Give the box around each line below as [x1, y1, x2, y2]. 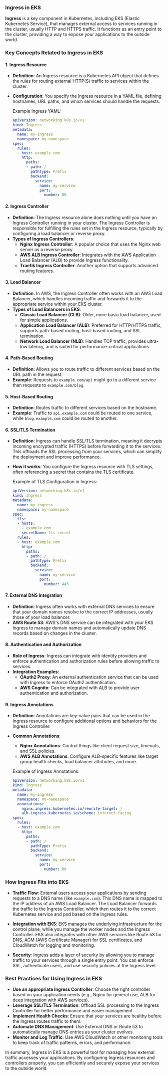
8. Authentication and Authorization [5, 641, 81, 648]
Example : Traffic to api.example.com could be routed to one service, [12, 410, 152, 416]
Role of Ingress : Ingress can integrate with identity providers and [12, 653, 147, 659]
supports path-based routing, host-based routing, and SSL [19, 327, 141, 333]
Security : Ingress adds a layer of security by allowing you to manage [12, 952, 155, 958]
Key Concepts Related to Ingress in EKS [5, 49, 103, 56]
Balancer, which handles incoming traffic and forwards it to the [12, 295, 142, 302]
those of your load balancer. [12, 614, 71, 620]
